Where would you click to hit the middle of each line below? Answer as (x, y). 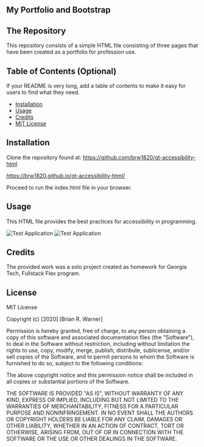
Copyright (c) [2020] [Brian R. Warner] (55, 319)
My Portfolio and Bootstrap (58, 10)
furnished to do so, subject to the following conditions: (75, 363)
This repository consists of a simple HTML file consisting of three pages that (102, 46)
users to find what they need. (43, 92)
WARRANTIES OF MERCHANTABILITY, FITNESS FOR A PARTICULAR (92, 406)
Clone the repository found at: (44, 157)
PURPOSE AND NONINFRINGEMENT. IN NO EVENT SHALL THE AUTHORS (100, 413)
